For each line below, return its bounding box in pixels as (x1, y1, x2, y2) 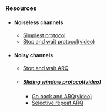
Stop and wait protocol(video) (22, 38, 95, 45)
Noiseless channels (14, 19, 63, 26)
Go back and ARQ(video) (31, 93, 92, 100)
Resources (5, 4, 37, 12)
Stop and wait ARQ (22, 65, 69, 72)
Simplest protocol (22, 32, 66, 39)
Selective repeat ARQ (31, 99, 83, 107)
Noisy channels (14, 51, 53, 58)
